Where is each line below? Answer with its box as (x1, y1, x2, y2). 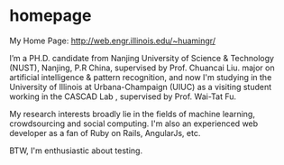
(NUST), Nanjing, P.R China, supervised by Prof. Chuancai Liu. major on (9, 62, 275, 73)
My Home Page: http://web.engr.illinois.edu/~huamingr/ (9, 35, 216, 46)
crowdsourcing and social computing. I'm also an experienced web (9, 118, 259, 129)
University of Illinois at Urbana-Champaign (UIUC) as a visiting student (9, 81, 272, 92)
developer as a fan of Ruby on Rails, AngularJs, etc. (9, 127, 201, 138)
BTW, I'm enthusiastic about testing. (9, 145, 142, 156)
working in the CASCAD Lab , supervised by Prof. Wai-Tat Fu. (9, 91, 237, 102)
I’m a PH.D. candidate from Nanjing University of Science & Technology (9, 52, 275, 63)
